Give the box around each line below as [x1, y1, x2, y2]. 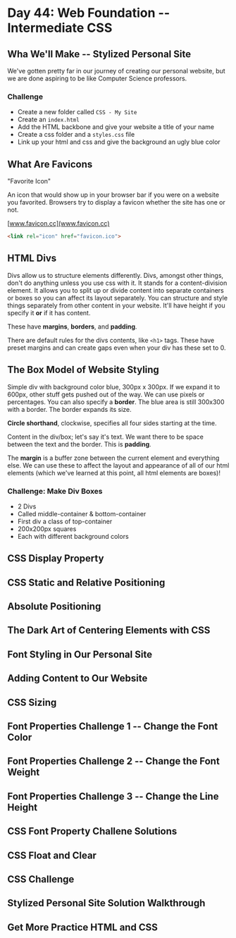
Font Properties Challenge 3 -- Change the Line [7, 790, 219, 802]
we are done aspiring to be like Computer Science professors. [7, 74, 187, 83]
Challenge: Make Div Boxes [7, 486, 104, 496]
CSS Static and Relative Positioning [7, 576, 166, 588]
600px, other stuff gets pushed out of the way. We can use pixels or [7, 390, 205, 398]
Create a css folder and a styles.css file [17, 130, 135, 139]
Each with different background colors [17, 532, 129, 540]
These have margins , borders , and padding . [7, 322, 137, 331]
